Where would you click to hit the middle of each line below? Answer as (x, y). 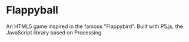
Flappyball (32, 10)
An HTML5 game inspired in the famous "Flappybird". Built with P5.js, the (95, 26)
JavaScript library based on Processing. (54, 32)
